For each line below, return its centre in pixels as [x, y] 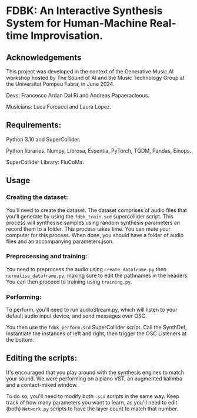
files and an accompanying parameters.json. [60, 241]
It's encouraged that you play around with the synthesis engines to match [95, 372]
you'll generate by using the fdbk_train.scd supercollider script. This [90, 216]
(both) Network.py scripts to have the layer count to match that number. [92, 409]
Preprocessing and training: [47, 257]
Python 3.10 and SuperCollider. [43, 139]
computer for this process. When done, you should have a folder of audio [95, 235]
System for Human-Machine [77, 23]
